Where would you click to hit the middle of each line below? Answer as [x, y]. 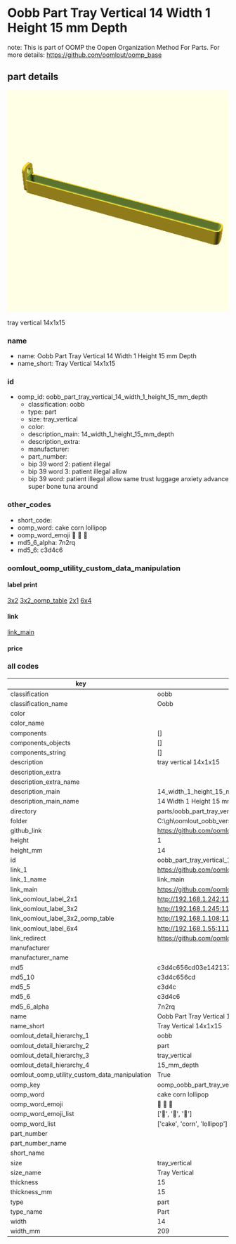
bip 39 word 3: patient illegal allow [78, 471]
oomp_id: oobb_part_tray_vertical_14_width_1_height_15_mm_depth [113, 397]
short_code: [35, 520]
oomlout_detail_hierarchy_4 [50, 1065]
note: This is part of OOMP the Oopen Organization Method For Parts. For [113, 47]
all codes [23, 667]
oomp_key [25, 1085]
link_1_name [28, 879]
